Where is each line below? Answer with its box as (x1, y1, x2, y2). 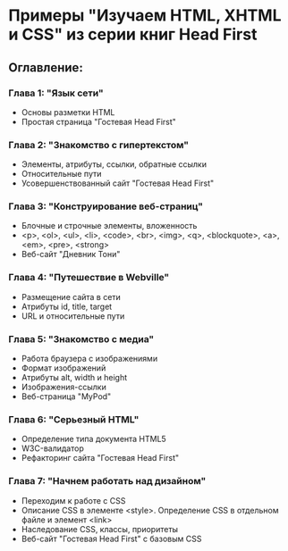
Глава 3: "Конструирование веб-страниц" (8, 200, 203, 213)
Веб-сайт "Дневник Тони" (21, 249, 121, 260)
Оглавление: (8, 60, 84, 75)
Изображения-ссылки (21, 381, 106, 393)
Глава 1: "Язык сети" (8, 87, 104, 99)
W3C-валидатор (21, 443, 84, 454)
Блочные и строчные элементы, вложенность (21, 221, 198, 231)
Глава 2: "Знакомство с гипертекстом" (8, 138, 190, 151)
